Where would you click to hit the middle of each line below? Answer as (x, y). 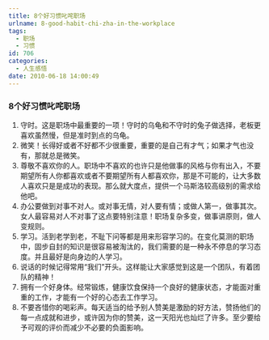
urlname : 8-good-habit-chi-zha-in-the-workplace (92, 23)
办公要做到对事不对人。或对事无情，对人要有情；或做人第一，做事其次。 (140, 206)
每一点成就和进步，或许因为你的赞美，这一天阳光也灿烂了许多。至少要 (137, 317)
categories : (28, 62)
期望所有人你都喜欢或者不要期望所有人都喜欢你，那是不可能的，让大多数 (140, 176)
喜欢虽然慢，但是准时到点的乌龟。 (77, 135)
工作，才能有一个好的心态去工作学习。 (98, 297)
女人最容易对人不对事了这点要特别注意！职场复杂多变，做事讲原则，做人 (140, 216)
